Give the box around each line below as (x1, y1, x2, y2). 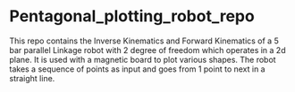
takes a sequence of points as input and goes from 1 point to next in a (9, 64, 265, 74)
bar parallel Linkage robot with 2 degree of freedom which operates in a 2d (9, 44, 286, 55)
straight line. (9, 73, 55, 83)
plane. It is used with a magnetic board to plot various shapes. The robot (9, 54, 276, 65)
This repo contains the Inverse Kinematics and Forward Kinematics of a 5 (9, 35, 279, 46)
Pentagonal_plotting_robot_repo (9, 6, 255, 27)
